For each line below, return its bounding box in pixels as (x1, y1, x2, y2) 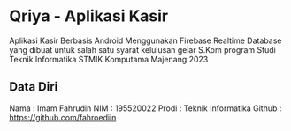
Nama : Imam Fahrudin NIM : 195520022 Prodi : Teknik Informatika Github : (9, 103, 282, 113)
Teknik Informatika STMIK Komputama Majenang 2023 (9, 54, 209, 64)
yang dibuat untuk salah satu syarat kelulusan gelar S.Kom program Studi (9, 44, 276, 55)
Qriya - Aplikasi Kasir (9, 6, 169, 26)
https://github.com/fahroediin (9, 112, 117, 122)
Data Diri (9, 79, 58, 94)
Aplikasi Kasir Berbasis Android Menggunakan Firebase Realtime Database (9, 35, 282, 46)
